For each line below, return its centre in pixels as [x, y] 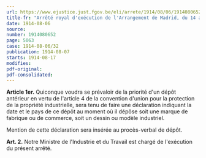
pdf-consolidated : [30, 75]
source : [16, 29]
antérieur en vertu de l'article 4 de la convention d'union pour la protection [101, 99]
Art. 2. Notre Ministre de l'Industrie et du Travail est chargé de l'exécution [100, 142]
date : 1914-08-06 [29, 23]
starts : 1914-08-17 [31, 58]
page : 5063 [20, 40]
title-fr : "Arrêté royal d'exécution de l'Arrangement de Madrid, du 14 [101, 18]
